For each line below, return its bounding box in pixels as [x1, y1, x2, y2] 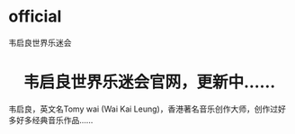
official [8, 6, 62, 27]
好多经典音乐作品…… [15, 114, 94, 125]
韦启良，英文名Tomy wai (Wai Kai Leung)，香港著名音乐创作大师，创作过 [8, 103, 279, 114]
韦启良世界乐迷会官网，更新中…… [22, 72, 276, 93]
